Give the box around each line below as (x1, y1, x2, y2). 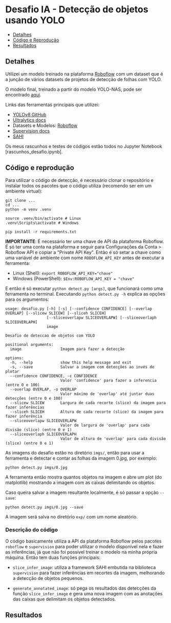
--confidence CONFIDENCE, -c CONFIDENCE (10, 373, 97, 379)
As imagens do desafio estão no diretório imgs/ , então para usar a (5, 449, 145, 455)
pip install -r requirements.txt (5, 229, 77, 234)
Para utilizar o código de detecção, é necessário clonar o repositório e (5, 177, 154, 183)
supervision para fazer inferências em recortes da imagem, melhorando (12, 570, 165, 576)
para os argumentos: (5, 296, 50, 302)
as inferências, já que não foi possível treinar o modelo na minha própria (5, 549, 158, 555)
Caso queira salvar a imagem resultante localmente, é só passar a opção (5, 489, 159, 495)
